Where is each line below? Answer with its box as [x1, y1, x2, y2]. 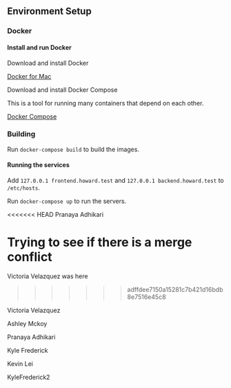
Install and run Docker [7, 43, 72, 51]
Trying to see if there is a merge [7, 235, 192, 251]
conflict [7, 249, 53, 265]
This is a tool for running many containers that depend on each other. [7, 99, 204, 107]
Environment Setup [7, 6, 92, 17]
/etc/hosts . [7, 184, 40, 192]
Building [7, 129, 36, 139]
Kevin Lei [7, 359, 33, 368]
